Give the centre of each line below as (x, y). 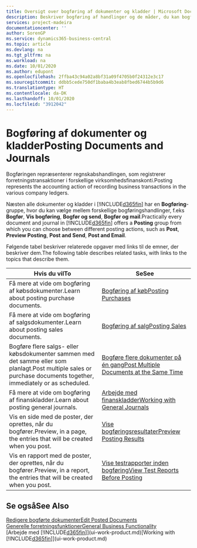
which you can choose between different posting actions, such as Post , (93, 229)
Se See (145, 274)
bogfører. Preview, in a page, (48, 431)
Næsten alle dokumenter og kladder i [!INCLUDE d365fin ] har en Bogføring (96, 204)
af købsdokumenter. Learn (45, 291)
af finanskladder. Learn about (49, 400)
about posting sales (36, 330)
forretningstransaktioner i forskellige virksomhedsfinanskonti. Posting (89, 181)
